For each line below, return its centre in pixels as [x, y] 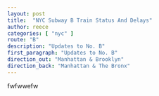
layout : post [26, 14]
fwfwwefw [23, 85]
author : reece [28, 27]
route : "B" [23, 40]
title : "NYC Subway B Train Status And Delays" [80, 20]
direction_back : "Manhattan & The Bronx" [69, 66]
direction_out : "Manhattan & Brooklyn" [66, 60]
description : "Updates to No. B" [56, 46]
